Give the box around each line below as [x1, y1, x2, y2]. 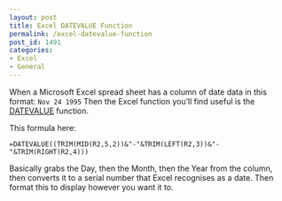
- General [9, 63, 46, 72]
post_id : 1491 [9, 37, 62, 47]
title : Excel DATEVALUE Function [9, 21, 133, 30]
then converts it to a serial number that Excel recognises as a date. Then [9, 172, 274, 182]
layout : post [9, 12, 58, 22]
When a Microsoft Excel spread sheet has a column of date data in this [9, 86, 268, 97]
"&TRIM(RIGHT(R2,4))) [9, 147, 90, 156]
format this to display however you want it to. [9, 182, 174, 192]
